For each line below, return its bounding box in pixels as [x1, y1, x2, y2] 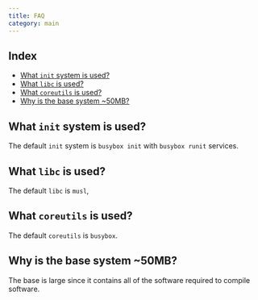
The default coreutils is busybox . [8, 231, 119, 240]
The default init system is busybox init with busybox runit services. [8, 141, 239, 151]
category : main [8, 19, 60, 27]
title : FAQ [8, 11, 45, 20]
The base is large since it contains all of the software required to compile [8, 275, 251, 285]
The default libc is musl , [8, 185, 89, 195]
